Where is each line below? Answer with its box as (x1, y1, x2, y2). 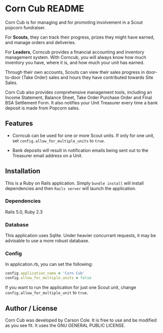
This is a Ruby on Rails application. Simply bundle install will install (5, 180, 144, 186)
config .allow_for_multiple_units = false (5, 276, 92, 281)
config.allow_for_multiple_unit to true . (5, 290, 88, 296)
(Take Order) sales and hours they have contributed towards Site (21, 74, 154, 80)
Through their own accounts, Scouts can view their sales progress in (5, 69, 145, 75)
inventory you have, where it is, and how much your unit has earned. (5, 59, 145, 65)
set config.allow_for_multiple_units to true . (12, 138, 105, 143)
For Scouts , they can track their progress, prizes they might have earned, (5, 34, 155, 40)
